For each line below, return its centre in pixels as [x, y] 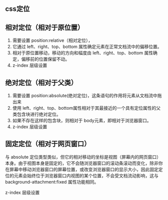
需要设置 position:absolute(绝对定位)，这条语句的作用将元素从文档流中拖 [87, 96]
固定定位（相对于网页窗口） [48, 144]
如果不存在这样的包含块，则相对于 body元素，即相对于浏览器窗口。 [82, 121]
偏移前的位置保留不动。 [45, 59]
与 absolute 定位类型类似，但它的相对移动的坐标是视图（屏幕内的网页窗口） [83, 157]
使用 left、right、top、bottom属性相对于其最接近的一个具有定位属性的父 [86, 108]
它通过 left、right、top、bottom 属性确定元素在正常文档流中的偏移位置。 [87, 47]
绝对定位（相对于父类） [41, 83]
